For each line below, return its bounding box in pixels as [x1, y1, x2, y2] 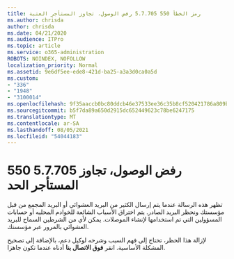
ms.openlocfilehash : [7, 101, 68, 108]
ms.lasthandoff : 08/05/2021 [7, 126, 89, 133]
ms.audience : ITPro [7, 36, 64, 43]
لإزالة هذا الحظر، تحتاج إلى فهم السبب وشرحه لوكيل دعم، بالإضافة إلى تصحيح [7, 236, 207, 244]
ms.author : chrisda [7, 17, 64, 24]
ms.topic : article [7, 42, 61, 49]
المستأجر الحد [7, 178, 79, 193]
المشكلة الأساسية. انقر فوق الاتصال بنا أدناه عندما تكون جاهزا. [7, 244, 166, 252]
